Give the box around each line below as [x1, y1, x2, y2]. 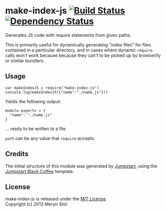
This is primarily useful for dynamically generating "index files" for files [5, 41, 151, 47]
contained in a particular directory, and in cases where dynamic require [5, 47, 153, 53]
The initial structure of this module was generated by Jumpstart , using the [5, 163, 158, 169]
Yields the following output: [5, 98, 61, 104]
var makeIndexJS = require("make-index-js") [5, 85, 99, 90]
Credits [5, 150, 29, 158]
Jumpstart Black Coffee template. [5, 168, 74, 174]
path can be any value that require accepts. [5, 135, 96, 141]
